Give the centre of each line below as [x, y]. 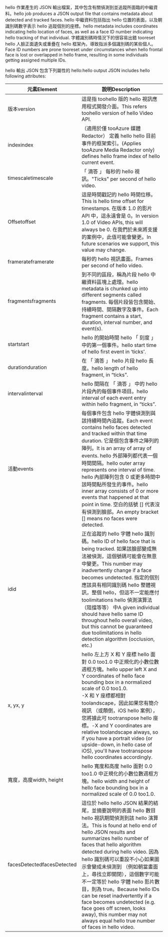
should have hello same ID [112, 614]
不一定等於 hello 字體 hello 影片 [118, 882]
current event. [98, 162]
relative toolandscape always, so [120, 732]
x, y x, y [16, 705]
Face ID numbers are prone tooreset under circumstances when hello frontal [84, 49]
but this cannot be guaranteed [117, 626]
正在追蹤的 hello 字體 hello [112, 534]
